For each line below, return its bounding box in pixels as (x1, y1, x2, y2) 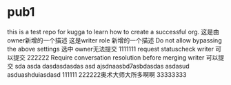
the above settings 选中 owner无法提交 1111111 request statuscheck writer (7, 45, 214, 53)
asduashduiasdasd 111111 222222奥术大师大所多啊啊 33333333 (7, 70, 187, 79)
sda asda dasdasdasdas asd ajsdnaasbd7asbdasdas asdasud (14, 62, 190, 70)
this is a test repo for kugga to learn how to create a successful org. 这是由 (7, 27, 219, 36)
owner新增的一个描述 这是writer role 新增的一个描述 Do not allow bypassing (7, 36, 222, 45)
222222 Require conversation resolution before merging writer (26, 53, 205, 62)
